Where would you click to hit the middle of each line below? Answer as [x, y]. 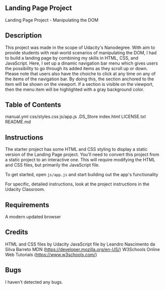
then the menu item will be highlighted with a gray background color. [75, 89]
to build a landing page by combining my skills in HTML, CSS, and [72, 58]
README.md [18, 122]
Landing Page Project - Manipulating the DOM [52, 20]
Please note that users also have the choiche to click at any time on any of [81, 73]
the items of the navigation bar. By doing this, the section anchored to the [80, 79]
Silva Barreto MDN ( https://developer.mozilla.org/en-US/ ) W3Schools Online [82, 249]
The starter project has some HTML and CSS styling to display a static [76, 149]
